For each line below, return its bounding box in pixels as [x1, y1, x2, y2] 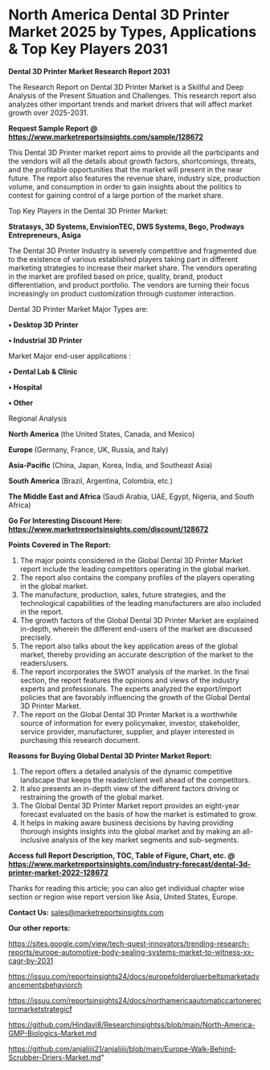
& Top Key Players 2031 [8, 40, 169, 58]
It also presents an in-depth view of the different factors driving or [19, 783, 239, 793]
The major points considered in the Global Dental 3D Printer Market [19, 555, 243, 565]
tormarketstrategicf [8, 1004, 72, 1014]
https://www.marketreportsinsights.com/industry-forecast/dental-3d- [8, 859, 252, 869]
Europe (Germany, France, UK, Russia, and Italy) [8, 445, 169, 454]
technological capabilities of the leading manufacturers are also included [19, 598, 261, 608]
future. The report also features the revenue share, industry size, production [8, 173, 261, 183]
